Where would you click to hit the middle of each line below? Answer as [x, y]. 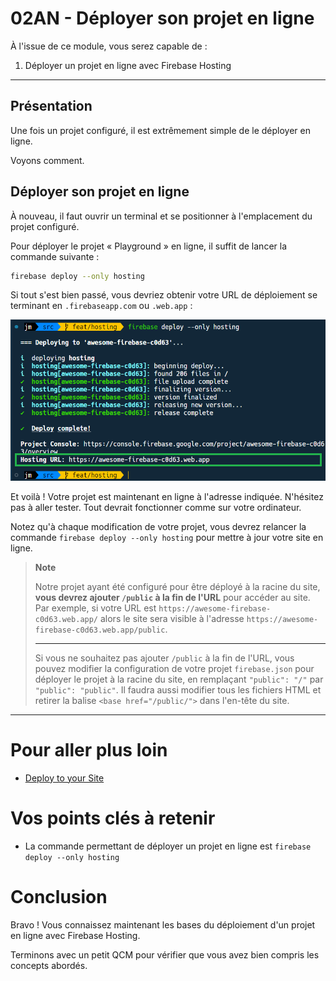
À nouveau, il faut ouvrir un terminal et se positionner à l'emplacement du [161, 216]
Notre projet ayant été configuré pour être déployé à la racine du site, [177, 586]
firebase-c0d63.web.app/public [100, 630]
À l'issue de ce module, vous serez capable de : [109, 46]
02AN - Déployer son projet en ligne [162, 18]
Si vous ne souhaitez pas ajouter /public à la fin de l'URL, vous [164, 658]
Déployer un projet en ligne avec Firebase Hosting [128, 65]
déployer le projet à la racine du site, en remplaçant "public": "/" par [179, 679]
